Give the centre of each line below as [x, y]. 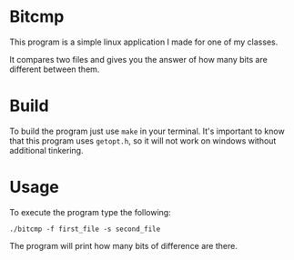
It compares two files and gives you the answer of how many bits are [139, 59]
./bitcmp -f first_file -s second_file [85, 229]
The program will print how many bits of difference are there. [124, 245]
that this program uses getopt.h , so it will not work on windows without [143, 140]
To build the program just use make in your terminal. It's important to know [147, 131]
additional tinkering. [46, 150]
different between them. [55, 69]
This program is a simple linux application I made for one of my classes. [144, 42]
